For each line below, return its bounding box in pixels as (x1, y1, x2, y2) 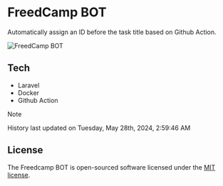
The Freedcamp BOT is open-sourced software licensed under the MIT (7, 163, 216, 171)
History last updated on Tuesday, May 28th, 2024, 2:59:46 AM (7, 124, 191, 132)
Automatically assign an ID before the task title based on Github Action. (7, 28, 217, 36)
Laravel (17, 81, 40, 89)
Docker (17, 88, 40, 97)
